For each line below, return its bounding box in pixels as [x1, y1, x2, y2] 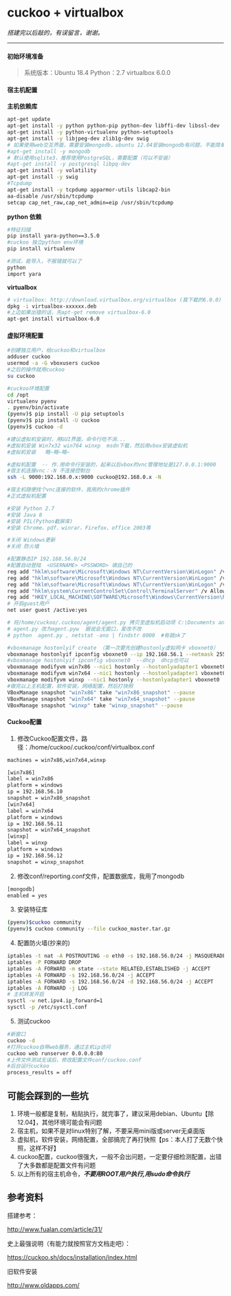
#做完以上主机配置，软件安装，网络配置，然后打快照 [7, 683, 133, 690]
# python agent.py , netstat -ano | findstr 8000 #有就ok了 [7, 632, 186, 639]
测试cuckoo [16, 1017, 51, 1025]
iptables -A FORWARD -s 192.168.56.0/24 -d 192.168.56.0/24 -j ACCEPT [7, 978, 214, 985]
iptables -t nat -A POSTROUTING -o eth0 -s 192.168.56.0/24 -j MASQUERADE [7, 953, 226, 959]
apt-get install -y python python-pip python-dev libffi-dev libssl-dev [7, 123, 220, 129]
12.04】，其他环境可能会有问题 [16, 1118, 102, 1126]
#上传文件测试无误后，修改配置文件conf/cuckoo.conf [7, 1056, 142, 1063]
